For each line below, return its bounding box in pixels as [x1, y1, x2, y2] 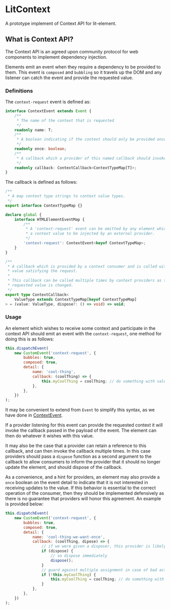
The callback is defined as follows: [5, 179, 77, 185]
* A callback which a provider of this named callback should [16, 156, 151, 161]
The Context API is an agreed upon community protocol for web [5, 48, 139, 54]
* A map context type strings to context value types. [7, 194, 125, 199]
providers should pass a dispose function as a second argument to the [5, 453, 152, 460]
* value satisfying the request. [7, 268, 78, 274]
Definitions [5, 87, 33, 94]
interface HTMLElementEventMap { [14, 217, 85, 222]
